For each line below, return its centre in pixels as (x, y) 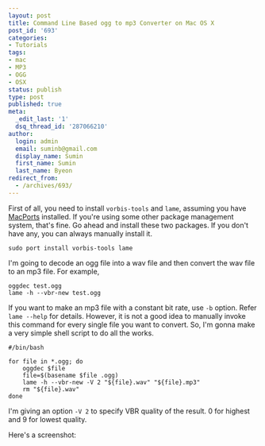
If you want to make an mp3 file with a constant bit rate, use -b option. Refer (132, 308)
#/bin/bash (26, 347)
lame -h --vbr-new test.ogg (55, 293)
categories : (28, 38)
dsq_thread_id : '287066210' (62, 126)
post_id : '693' (33, 30)
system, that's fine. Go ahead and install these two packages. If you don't (128, 225)
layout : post (30, 16)
